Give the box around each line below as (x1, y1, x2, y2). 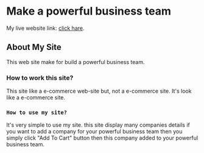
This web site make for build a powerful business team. (6, 58, 145, 65)
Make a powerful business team (6, 4, 172, 18)
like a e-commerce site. (6, 94, 66, 101)
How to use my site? (6, 109, 68, 116)
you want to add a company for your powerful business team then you (6, 128, 183, 135)
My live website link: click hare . (6, 24, 85, 32)
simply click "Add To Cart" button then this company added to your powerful (6, 134, 199, 141)
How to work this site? (6, 73, 74, 82)
